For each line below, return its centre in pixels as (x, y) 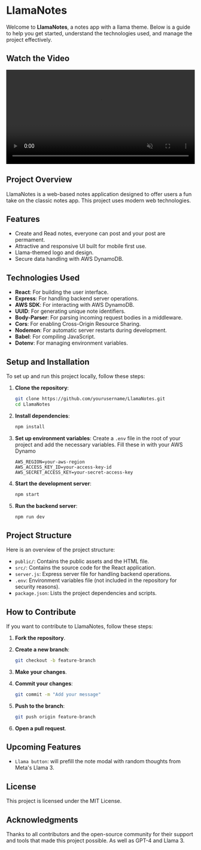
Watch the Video (38, 58)
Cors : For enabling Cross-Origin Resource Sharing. (78, 324)
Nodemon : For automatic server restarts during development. (91, 330)
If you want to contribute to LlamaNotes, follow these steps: (80, 626)
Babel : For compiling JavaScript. (55, 337)
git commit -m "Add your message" (58, 694)
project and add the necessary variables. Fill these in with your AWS (99, 444)
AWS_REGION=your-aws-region (50, 462)
